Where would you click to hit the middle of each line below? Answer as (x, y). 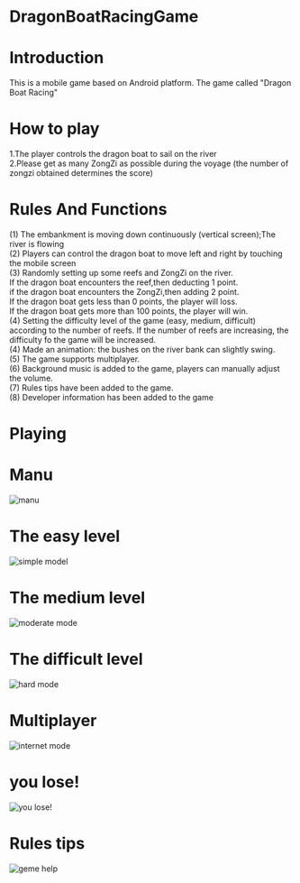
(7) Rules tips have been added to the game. (91, 388)
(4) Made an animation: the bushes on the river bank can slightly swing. (142, 350)
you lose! (45, 782)
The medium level (77, 598)
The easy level (65, 536)
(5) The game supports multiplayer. (75, 359)
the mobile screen (43, 263)
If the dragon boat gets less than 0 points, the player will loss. (123, 301)
